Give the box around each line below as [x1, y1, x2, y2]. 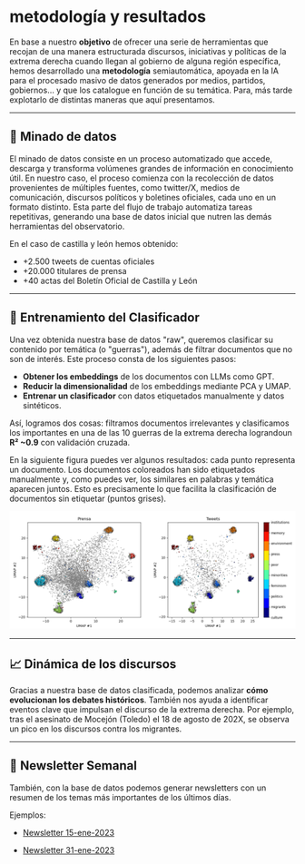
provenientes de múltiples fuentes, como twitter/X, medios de [9, 182, 241, 192]
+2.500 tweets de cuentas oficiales [22, 256, 155, 267]
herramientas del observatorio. [9, 221, 125, 231]
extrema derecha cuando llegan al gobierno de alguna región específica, [9, 55, 281, 66]
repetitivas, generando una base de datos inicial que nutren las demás [9, 211, 272, 221]
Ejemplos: [9, 810, 47, 820]
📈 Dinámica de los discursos [9, 656, 177, 672]
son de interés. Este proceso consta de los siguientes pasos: [9, 353, 237, 364]
